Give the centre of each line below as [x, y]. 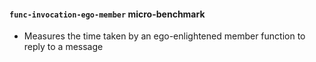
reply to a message [63, 47]
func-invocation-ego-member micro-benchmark [107, 14]
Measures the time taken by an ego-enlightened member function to [164, 36]
